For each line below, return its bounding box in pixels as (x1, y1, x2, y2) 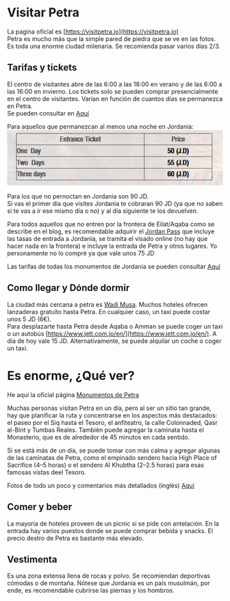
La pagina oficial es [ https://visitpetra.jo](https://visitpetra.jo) (7, 27, 179, 36)
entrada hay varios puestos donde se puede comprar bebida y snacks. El (7, 526, 214, 535)
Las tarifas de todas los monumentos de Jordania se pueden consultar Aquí (7, 262, 221, 270)
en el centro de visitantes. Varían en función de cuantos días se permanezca (7, 94, 223, 103)
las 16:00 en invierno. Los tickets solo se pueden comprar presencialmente (7, 87, 218, 95)
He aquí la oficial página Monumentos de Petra (7, 390, 139, 398)
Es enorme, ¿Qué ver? (7, 368, 135, 383)
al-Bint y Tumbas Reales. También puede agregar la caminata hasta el (7, 426, 204, 434)
